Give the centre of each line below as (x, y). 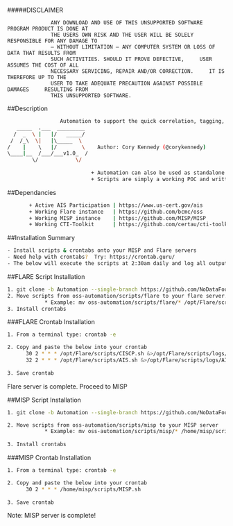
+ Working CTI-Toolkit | (72, 225)
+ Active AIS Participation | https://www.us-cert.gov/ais (116, 205)
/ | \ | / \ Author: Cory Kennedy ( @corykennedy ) (107, 147)
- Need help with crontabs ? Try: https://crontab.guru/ (91, 257)
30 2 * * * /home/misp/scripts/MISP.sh (83, 489)
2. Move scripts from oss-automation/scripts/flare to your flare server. (118, 296)
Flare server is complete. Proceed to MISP (68, 386)
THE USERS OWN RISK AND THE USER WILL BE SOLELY (122, 35)
